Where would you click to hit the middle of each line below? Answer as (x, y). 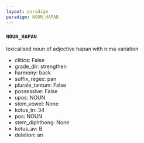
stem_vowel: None (37, 104)
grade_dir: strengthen (41, 66)
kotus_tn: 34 (30, 110)
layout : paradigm (27, 11)
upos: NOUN (30, 97)
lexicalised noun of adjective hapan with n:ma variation (72, 49)
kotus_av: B (28, 128)
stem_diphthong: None (42, 122)
